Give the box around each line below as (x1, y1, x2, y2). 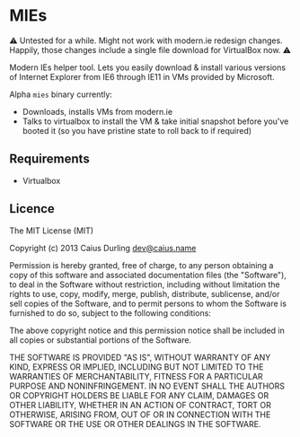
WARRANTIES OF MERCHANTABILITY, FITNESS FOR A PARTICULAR (9, 371, 263, 381)
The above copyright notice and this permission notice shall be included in (9, 325, 285, 336)
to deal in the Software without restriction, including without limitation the (9, 279, 280, 290)
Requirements (9, 152, 90, 167)
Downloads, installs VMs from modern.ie (22, 106, 173, 117)
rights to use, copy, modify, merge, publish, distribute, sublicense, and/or (9, 288, 280, 299)
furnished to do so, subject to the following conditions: (9, 307, 211, 319)
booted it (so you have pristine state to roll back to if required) (22, 125, 252, 135)
